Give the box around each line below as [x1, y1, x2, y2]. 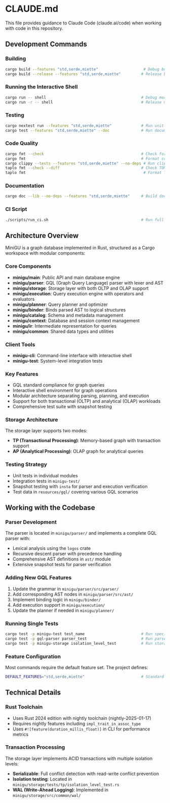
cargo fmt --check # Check [5, 151, 157, 156]
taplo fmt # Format [5, 170, 162, 176]
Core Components [5, 263, 52, 270]
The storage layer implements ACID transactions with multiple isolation [5, 755, 153, 761]
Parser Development [5, 518, 57, 526]
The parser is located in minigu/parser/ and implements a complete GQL [5, 530, 157, 536]
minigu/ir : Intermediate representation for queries [12, 323, 117, 329]
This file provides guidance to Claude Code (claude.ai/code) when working [5, 20, 162, 26]
